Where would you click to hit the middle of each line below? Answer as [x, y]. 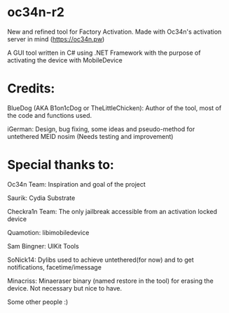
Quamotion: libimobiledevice [48, 232]
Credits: [31, 89]
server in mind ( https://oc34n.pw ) [56, 39]
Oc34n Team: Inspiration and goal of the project [76, 184]
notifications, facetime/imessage [54, 267]
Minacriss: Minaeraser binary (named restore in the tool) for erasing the [110, 281]
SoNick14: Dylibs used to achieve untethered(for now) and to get [100, 260]
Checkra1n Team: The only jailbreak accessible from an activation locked [112, 211]
